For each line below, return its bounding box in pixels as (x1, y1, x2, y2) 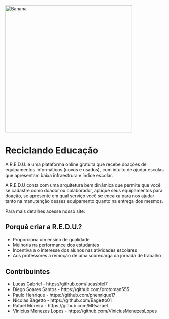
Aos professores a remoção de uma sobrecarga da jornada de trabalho (12, 252, 161, 258)
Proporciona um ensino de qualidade (12, 236, 90, 242)
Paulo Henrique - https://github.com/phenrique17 (12, 292, 116, 298)
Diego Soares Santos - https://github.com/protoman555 (12, 286, 130, 292)
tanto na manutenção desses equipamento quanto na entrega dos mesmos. (5, 198, 163, 204)
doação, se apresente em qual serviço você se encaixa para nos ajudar (5, 193, 155, 199)
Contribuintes (5, 267, 50, 276)
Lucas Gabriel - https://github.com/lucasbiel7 (12, 281, 108, 287)
